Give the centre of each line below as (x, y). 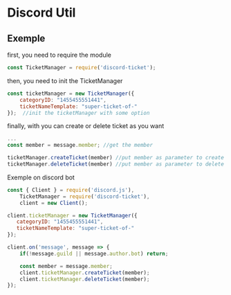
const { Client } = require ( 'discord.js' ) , (71, 190)
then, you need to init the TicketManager (65, 80)
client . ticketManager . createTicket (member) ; (85, 272)
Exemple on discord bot (41, 177)
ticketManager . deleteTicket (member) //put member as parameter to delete (116, 164)
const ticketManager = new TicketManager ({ (71, 93)
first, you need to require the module (59, 55)
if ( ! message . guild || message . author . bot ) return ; (94, 253)
